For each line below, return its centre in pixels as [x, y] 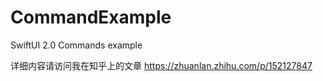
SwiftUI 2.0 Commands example [76, 45]
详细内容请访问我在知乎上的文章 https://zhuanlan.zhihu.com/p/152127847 [161, 65]
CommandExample [91, 17]
